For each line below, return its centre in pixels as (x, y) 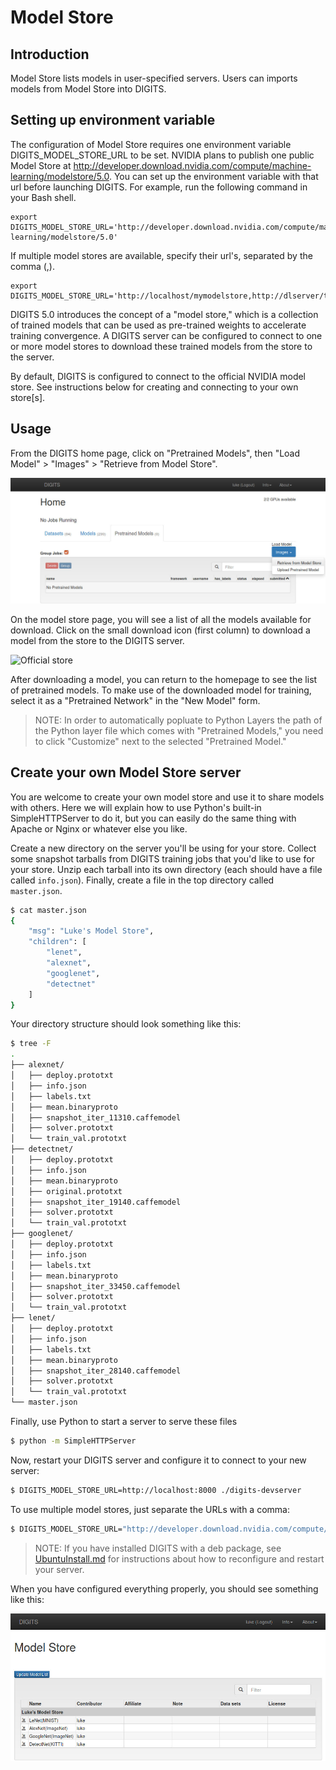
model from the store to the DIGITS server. (97, 640)
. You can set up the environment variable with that (213, 176)
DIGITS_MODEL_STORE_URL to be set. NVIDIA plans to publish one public (162, 155)
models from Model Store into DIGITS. (88, 89)
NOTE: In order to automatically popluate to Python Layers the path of (178, 720)
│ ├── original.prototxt (66, 1191)
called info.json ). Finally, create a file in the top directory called (142, 880)
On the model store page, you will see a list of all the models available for (161, 619)
